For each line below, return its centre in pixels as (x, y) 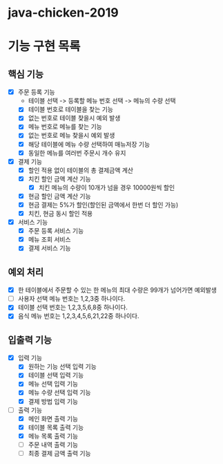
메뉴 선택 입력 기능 (53, 384)
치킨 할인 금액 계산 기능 (60, 178)
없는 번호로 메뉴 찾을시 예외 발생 (71, 136)
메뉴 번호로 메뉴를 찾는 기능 (65, 127)
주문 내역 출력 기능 (53, 445)
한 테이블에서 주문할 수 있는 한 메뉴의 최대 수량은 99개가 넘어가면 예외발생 (117, 290)
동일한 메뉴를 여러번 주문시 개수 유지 (77, 153)
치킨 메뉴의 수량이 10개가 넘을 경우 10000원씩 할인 (107, 187)
